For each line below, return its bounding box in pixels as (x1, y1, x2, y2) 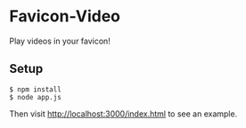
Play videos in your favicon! (9, 36, 111, 46)
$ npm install (9, 84, 62, 94)
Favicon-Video (9, 6, 121, 27)
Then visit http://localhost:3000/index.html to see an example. (9, 108, 238, 119)
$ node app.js (9, 92, 62, 101)
